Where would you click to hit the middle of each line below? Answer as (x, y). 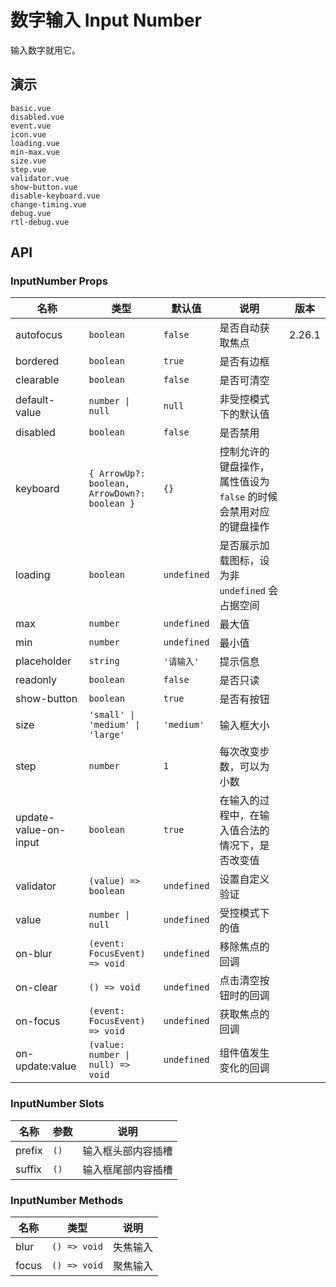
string (104, 661)
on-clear (36, 988)
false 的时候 (248, 497)
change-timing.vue (48, 204)
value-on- (41, 830)
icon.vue (28, 134)
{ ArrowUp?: (117, 474)
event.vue (31, 126)
